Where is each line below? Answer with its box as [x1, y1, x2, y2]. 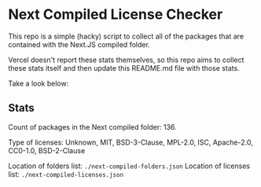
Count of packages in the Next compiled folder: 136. [8, 122, 177, 131]
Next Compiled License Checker [8, 5, 223, 24]
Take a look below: [8, 79, 69, 88]
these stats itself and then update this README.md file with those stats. [8, 63, 240, 72]
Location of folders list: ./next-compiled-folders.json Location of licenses [8, 161, 250, 170]
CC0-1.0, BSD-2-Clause [8, 145, 86, 155]
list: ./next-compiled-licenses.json [8, 169, 124, 178]
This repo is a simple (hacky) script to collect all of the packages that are [8, 31, 244, 41]
